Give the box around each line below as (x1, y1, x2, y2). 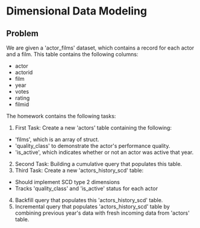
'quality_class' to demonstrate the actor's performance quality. (14, 142, 170, 149)
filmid (14, 101, 29, 108)
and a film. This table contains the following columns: (6, 51, 139, 58)
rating (14, 95, 30, 101)
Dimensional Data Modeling (6, 4, 148, 18)
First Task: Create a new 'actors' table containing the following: (14, 124, 172, 131)
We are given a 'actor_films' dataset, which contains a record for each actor (6, 44, 195, 51)
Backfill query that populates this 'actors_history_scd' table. (14, 197, 163, 203)
